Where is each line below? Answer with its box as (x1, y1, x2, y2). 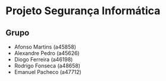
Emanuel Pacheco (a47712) (14, 69, 82, 75)
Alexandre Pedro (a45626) (14, 50, 80, 57)
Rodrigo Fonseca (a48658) (14, 62, 81, 69)
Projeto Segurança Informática (5, 4, 161, 18)
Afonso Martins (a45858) (14, 43, 77, 50)
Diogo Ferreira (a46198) (14, 56, 73, 63)
